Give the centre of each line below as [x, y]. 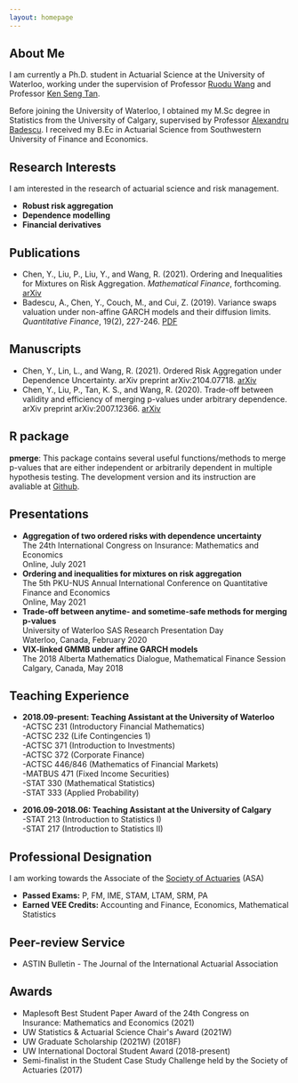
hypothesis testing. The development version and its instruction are [133, 477]
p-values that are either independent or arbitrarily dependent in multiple [141, 467]
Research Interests [63, 167]
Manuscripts [45, 349]
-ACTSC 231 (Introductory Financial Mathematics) [113, 726]
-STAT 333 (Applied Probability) [81, 793]
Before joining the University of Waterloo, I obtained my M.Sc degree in [140, 111]
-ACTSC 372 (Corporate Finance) [83, 755]
